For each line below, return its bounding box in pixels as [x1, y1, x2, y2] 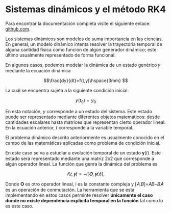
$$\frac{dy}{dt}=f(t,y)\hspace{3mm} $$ [43, 77, 129, 84]
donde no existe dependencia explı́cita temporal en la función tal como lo [5, 197, 163, 203]
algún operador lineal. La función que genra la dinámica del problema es [5, 161, 158, 167]
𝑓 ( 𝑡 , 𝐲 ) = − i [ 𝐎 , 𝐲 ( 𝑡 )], [67, 171, 105, 177]
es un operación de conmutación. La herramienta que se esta [5, 187, 135, 193]
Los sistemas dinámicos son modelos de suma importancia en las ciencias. [5, 36, 163, 42]
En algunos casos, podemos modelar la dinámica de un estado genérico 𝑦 [5, 62, 161, 68]
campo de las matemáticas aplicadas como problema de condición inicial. [5, 140, 161, 146]
